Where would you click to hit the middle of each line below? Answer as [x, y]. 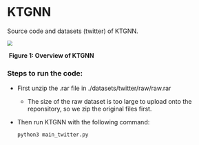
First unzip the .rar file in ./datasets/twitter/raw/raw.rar [94, 88]
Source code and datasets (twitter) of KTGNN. [73, 31]
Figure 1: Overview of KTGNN [51, 55]
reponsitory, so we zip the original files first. [90, 109]
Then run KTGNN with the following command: [83, 122]
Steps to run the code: [45, 73]
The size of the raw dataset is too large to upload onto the [109, 102]
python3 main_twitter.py [53, 135]
